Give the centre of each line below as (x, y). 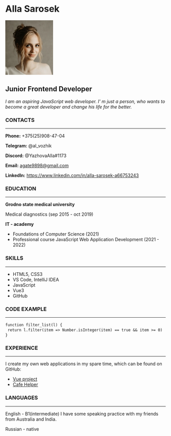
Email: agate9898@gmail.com (37, 166)
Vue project (25, 379)
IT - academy (20, 224)
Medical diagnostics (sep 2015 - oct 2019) (49, 214)
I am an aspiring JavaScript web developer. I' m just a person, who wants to (85, 101)
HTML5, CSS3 (27, 274)
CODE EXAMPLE (26, 309)
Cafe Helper (25, 384)
